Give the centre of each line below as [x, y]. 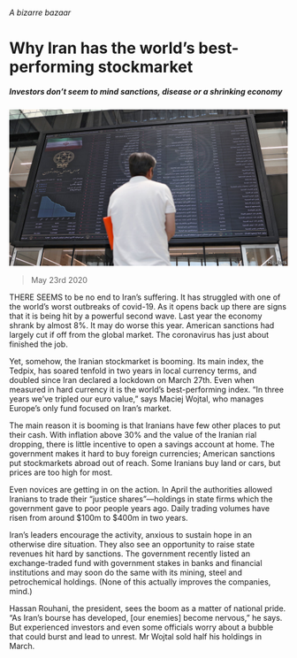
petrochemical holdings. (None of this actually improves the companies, [140, 582]
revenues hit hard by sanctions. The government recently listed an [129, 554]
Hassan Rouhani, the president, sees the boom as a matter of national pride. [148, 608]
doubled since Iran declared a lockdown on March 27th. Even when [132, 380]
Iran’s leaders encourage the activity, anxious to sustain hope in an [130, 535]
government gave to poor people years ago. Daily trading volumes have [140, 509]
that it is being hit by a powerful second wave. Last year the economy [136, 316]
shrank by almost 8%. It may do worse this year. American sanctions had [142, 325]
